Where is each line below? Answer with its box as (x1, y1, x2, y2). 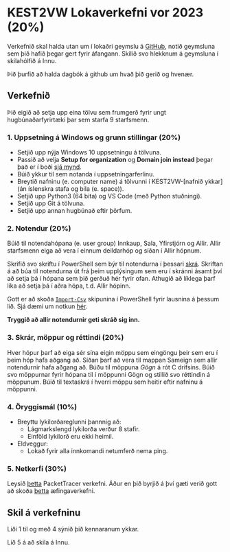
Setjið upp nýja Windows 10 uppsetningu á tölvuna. (16, 148, 162, 157)
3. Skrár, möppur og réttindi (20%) (7, 333, 124, 343)
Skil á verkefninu (7, 507, 81, 518)
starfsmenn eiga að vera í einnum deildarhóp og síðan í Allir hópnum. (7, 246, 202, 255)
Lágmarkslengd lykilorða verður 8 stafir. (27, 424, 140, 433)
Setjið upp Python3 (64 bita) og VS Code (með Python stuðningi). (16, 192, 203, 200)
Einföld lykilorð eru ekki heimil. (27, 432, 114, 440)
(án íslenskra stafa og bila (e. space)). (16, 185, 124, 193)
